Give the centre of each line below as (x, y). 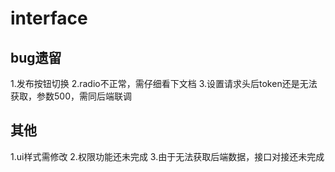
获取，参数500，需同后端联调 (71, 96)
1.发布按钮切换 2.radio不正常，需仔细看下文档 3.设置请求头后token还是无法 (164, 83)
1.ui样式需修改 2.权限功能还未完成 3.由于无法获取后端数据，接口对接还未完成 (167, 156)
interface (49, 18)
